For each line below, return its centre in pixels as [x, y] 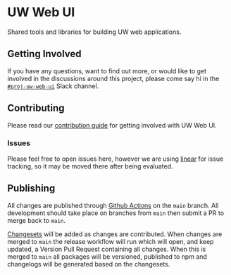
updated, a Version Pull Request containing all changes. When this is [107, 249]
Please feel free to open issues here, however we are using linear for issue [115, 159]
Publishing [31, 189]
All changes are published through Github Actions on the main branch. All [113, 205]
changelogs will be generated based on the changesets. [89, 264]
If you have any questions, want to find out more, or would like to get [107, 71]
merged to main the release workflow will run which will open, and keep [111, 241]
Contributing [36, 108]
